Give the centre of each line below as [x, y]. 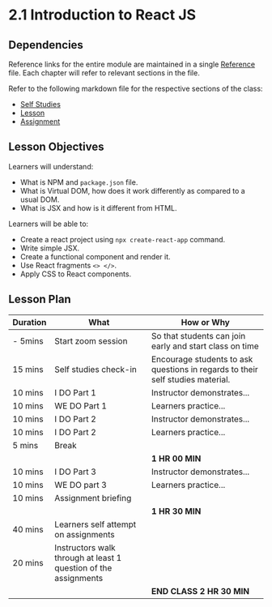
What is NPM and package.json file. [79, 182]
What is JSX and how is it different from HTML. [98, 207]
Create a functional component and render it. [96, 256]
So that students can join [198, 336]
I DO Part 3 [76, 472]
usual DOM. [40, 199]
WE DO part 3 [81, 485]
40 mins [28, 529]
